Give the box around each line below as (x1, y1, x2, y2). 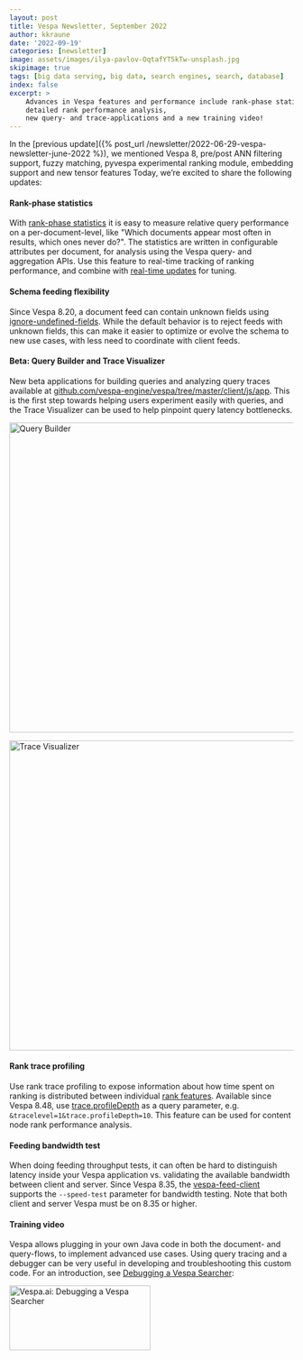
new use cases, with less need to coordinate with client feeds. (9, 335, 241, 345)
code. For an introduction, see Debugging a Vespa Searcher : (9, 1268, 234, 1279)
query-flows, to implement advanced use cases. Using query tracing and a (9, 1248, 288, 1259)
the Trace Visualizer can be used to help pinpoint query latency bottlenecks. (9, 404, 293, 415)
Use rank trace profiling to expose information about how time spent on (9, 1080, 275, 1091)
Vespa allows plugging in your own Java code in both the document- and (9, 1239, 281, 1250)
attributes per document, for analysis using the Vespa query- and (9, 246, 252, 257)
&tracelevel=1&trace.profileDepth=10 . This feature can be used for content (9, 1109, 291, 1120)
